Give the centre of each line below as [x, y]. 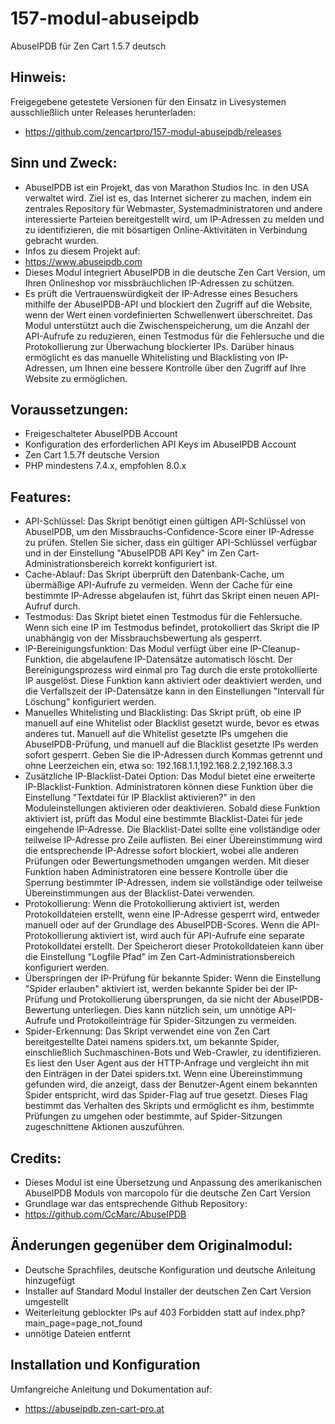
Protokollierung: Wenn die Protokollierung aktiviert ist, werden [152, 904]
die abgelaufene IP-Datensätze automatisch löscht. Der [179, 659]
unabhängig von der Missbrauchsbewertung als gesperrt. [143, 638]
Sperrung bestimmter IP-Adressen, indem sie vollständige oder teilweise [173, 883]
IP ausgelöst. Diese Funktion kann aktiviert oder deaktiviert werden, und [173, 681]
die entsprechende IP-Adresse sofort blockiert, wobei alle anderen [161, 851]
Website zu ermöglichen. [76, 378]
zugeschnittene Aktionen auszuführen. [104, 1127]
